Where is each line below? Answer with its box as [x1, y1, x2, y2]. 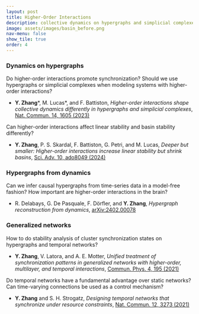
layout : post [6, 8, 38, 15]
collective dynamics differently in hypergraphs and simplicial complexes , [14, 105, 193, 113]
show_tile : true [6, 36, 46, 42]
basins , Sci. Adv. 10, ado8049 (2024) [14, 154, 106, 161]
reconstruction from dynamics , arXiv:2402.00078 [14, 206, 136, 213]
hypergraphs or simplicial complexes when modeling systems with [6, 81, 169, 89]
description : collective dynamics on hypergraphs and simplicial [6, 20, 171, 26]
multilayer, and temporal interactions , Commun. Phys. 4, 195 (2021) [14, 265, 179, 272]
